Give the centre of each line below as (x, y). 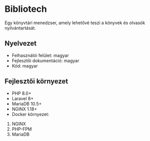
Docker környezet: (31, 114)
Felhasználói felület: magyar (40, 55)
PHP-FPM (22, 129)
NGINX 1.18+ (24, 109)
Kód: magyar (25, 66)
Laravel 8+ (23, 98)
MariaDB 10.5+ (27, 104)
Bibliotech (26, 9)
